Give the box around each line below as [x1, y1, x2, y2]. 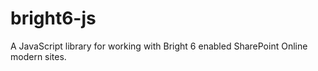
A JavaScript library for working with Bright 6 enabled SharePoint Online [10, 40, 308, 52]
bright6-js [10, 7, 97, 30]
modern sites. [10, 50, 67, 62]
